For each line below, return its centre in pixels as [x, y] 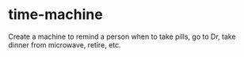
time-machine [55, 15]
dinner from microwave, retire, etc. [65, 44]
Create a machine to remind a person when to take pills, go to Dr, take [122, 36]
